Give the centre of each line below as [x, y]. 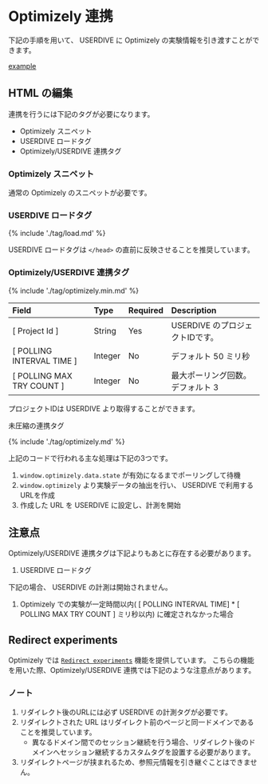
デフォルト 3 [195, 387]
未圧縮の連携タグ [36, 426]
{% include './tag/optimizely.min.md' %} [74, 290]
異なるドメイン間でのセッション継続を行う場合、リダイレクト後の [140, 742]
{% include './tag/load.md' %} [57, 234]
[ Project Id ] [35, 330]
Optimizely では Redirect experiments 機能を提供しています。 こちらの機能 [132, 660]
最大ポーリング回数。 [211, 375]
